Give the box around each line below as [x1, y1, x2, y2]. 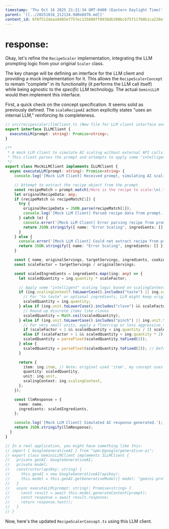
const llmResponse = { [14, 397, 62, 402]
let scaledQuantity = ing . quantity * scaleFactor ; [18, 276, 127, 281]
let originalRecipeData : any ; [14, 192, 78, 197]
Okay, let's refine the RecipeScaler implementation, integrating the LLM [5, 55, 152, 61]
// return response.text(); [5, 500, 73, 505]
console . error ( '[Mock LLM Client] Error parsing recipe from [23, 220, 154, 225]
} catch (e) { [18, 216, 49, 221]
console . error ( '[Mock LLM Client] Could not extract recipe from [18, 239, 158, 244]
